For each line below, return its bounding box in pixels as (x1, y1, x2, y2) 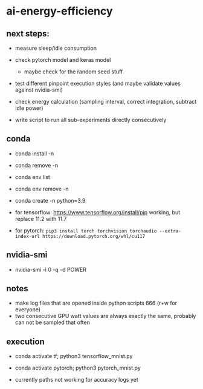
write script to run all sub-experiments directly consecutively (14, 117, 167, 123)
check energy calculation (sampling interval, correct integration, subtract (14, 98, 197, 105)
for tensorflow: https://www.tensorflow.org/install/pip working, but (14, 208, 181, 216)
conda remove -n (14, 161, 59, 169)
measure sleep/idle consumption (14, 44, 97, 52)
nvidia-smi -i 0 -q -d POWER (14, 266, 86, 273)
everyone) (14, 306, 41, 313)
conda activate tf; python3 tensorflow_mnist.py (14, 353, 133, 360)
